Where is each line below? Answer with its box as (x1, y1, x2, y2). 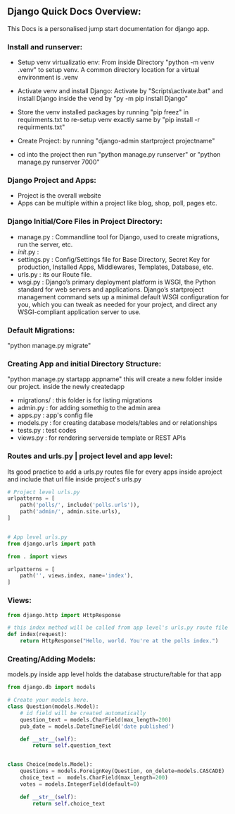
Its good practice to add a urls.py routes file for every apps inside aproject (7, 467, 223, 476)
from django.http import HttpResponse (7, 611, 121, 618)
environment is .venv (17, 73, 79, 82)
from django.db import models (7, 684, 96, 691)
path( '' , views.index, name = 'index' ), (20, 572, 134, 580)
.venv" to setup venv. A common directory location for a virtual (17, 66, 200, 74)
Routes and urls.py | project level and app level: (7, 451, 173, 461)
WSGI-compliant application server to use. (17, 307, 141, 316)
